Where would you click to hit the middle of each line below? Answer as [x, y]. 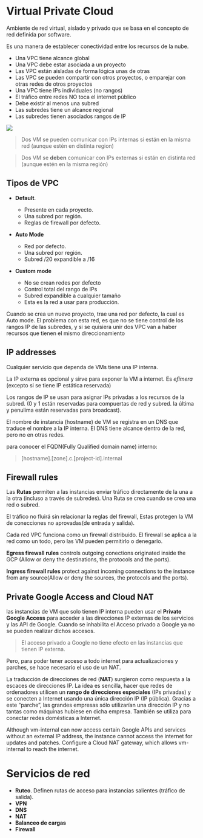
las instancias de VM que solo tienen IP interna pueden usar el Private [94, 612]
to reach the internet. [53, 749]
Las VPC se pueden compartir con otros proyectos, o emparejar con [100, 77]
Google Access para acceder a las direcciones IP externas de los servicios [100, 618]
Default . [25, 198]
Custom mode [33, 271]
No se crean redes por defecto [62, 282]
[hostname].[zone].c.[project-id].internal [72, 458]
